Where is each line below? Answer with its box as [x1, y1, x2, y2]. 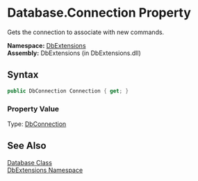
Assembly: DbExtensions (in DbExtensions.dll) [7, 49, 141, 57]
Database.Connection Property [7, 5, 191, 21]
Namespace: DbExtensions [7, 41, 86, 49]
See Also [7, 140, 47, 152]
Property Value [7, 104, 60, 113]
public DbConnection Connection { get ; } [7, 87, 129, 95]
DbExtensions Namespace [7, 166, 83, 174]
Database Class [7, 158, 52, 166]
